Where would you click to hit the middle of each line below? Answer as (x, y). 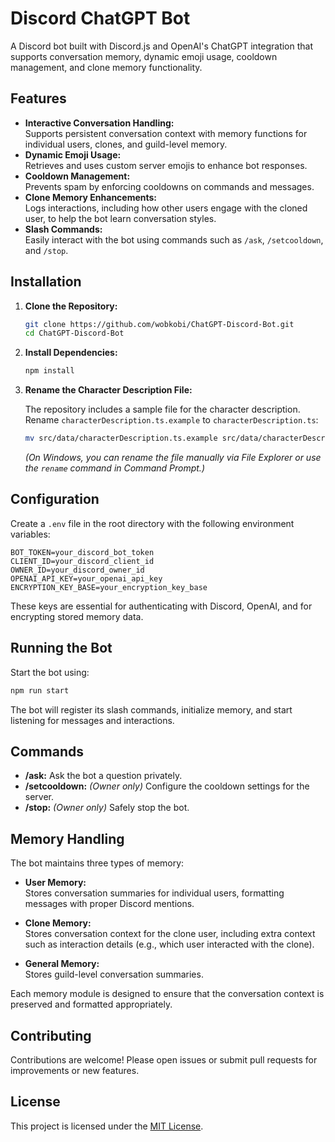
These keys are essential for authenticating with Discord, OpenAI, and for (161, 606)
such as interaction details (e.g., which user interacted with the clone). (169, 944)
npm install (49, 371)
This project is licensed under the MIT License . (107, 1126)
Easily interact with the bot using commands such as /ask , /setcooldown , (174, 239)
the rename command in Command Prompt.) (114, 468)
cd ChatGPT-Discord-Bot (74, 333)
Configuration (55, 499)
